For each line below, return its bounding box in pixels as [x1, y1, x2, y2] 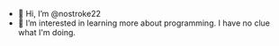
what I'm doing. [17, 27, 76, 37]
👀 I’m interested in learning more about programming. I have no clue [17, 18, 270, 28]
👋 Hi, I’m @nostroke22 [17, 9, 102, 19]
